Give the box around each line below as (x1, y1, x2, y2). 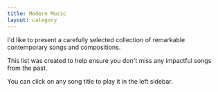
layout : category (7, 17, 57, 24)
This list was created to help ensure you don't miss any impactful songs (7, 56, 212, 64)
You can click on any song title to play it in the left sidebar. (7, 77, 173, 85)
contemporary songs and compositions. (7, 43, 121, 51)
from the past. (7, 64, 48, 72)
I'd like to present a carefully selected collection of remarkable (7, 35, 185, 44)
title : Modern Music (7, 10, 67, 17)
